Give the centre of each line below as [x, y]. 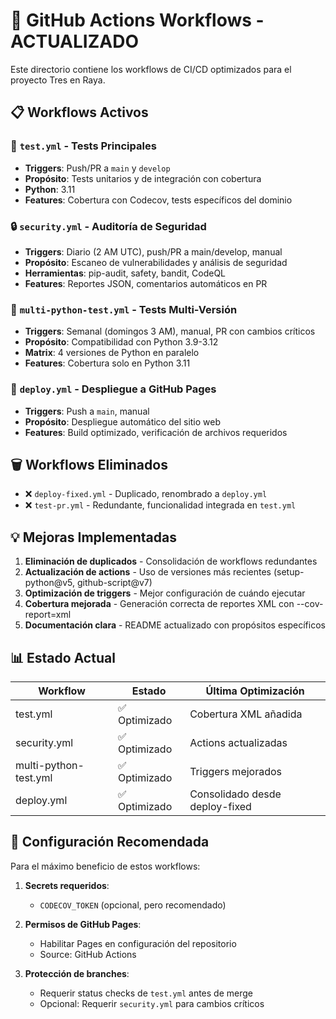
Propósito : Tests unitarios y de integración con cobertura [143, 178]
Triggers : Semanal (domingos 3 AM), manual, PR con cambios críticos [170, 331]
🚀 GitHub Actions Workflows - [137, 20]
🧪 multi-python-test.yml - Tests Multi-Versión [124, 309]
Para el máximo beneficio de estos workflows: [105, 866]
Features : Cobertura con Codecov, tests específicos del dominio [158, 200]
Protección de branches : [77, 973]
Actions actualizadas [238, 742]
